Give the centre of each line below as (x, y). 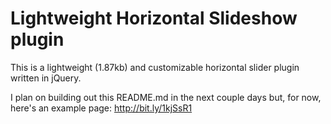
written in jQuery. (46, 78)
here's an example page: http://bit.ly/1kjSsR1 (101, 108)
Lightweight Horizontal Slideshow (154, 18)
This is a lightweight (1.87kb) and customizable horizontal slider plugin (155, 67)
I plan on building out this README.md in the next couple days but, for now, (166, 97)
